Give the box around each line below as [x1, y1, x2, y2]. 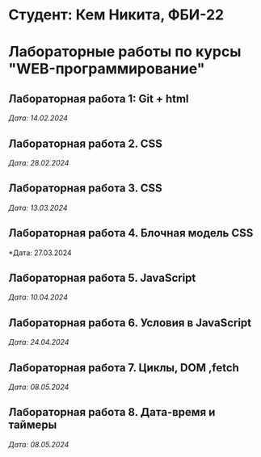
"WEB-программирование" [8, 60, 205, 78]
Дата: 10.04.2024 [8, 292, 69, 302]
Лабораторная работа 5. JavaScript [8, 271, 196, 285]
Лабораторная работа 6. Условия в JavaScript [8, 316, 252, 329]
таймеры [8, 418, 57, 432]
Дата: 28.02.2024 [8, 158, 69, 167]
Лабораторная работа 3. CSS [8, 182, 163, 195]
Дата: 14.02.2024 [8, 113, 69, 123]
